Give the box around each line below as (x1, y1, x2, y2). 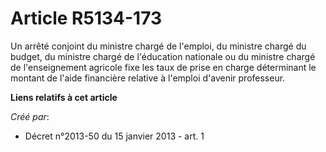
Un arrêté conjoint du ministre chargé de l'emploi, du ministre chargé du (10, 40, 307, 52)
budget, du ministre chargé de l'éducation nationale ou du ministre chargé (10, 50, 316, 62)
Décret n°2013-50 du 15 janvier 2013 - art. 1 (24, 130, 205, 142)
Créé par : (10, 110, 50, 122)
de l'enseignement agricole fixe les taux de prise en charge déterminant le (10, 61, 317, 73)
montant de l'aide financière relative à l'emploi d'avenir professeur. (10, 72, 286, 84)
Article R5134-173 (10, 7, 163, 30)
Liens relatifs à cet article (10, 91, 118, 103)
